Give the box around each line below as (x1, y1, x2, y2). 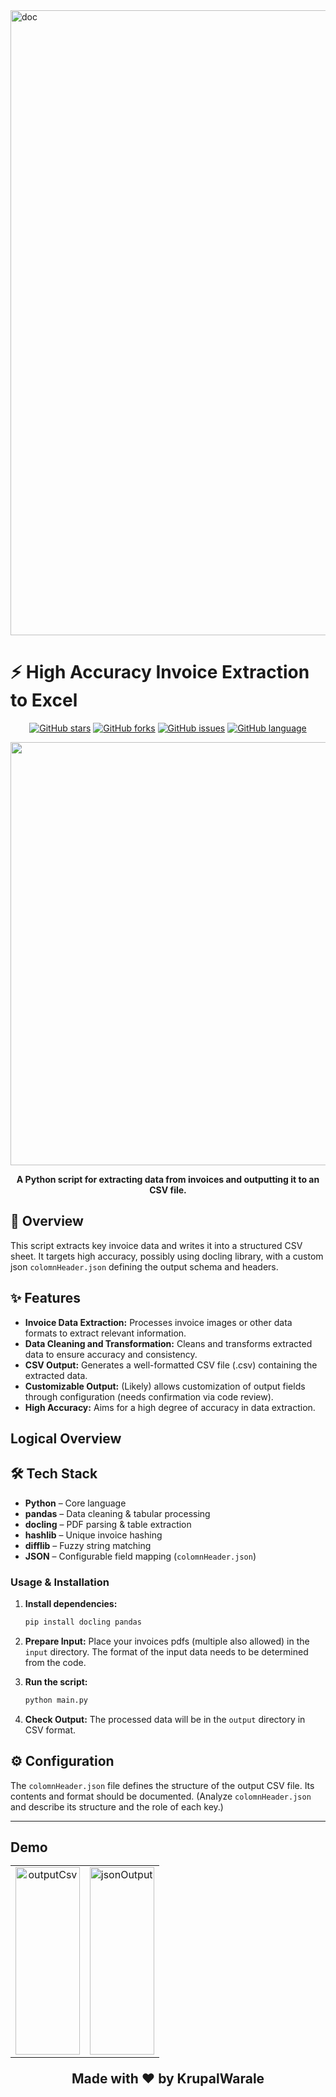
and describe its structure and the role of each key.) (10, 1800, 224, 1813)
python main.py (24, 1695, 89, 1705)
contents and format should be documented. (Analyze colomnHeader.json (10, 1790, 312, 1802)
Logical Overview (10, 1430, 122, 1447)
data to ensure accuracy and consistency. (24, 1348, 198, 1360)
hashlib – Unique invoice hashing (24, 1529, 163, 1541)
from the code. (24, 1656, 87, 1668)
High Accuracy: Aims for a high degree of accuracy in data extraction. (24, 1401, 316, 1413)
